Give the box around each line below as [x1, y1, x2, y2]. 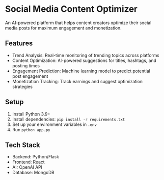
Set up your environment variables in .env [12, 121, 97, 127]
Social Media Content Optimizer [5, 3, 137, 15]
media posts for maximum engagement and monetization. [5, 25, 122, 30]
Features [5, 39, 33, 48]
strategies [12, 84, 33, 90]
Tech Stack [5, 141, 40, 149]
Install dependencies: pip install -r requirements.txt [12, 116, 125, 122]
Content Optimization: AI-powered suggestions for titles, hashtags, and [12, 58, 156, 63]
